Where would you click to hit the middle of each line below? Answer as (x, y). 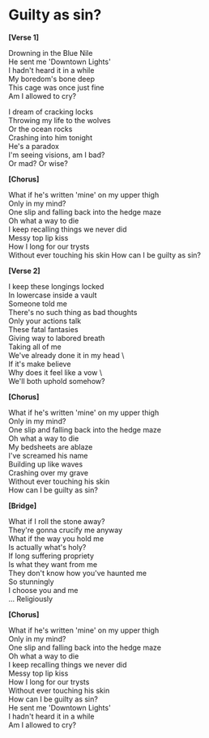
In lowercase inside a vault (53, 295)
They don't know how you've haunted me (78, 573)
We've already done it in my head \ (66, 355)
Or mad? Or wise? (38, 163)
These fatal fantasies (43, 329)
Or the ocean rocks (41, 129)
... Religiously (31, 599)
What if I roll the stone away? (57, 521)
